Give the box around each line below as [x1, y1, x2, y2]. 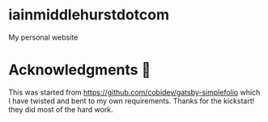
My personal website [8, 32, 79, 42]
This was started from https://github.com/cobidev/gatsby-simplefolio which [8, 87, 261, 97]
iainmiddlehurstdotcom [8, 6, 170, 24]
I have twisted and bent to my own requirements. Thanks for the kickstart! [8, 95, 255, 106]
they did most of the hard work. [8, 104, 113, 114]
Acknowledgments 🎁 [8, 61, 151, 79]
